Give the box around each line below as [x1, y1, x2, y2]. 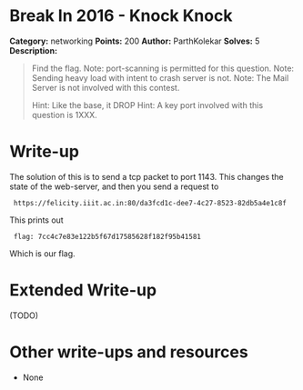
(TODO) [9, 310, 39, 321]
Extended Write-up [9, 280, 157, 301]
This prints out [9, 215, 64, 225]
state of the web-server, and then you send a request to [9, 181, 219, 192]
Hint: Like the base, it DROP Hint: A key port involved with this [31, 99, 264, 110]
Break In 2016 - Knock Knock [9, 5, 233, 26]
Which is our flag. [9, 247, 76, 259]
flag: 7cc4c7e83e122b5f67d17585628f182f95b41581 [13, 232, 202, 241]
